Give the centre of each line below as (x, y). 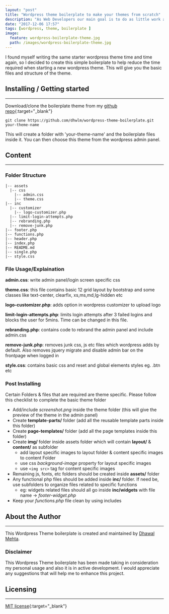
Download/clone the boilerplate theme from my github (61, 106)
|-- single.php (21, 252)
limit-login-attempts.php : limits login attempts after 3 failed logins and (79, 314)
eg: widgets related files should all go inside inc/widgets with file (88, 490)
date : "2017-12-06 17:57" (32, 24)
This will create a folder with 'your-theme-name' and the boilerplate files (80, 134)
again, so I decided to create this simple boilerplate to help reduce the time (83, 62)
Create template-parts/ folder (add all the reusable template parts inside (88, 421)
